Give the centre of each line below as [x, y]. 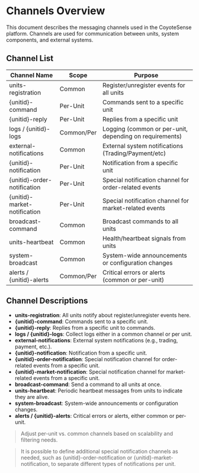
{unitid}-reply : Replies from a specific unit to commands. [85, 327]
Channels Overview [56, 11]
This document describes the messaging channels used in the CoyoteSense [99, 27]
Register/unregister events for [144, 85]
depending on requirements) [142, 136]
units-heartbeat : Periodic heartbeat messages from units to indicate [98, 390]
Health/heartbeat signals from [144, 238]
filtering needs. [39, 440]
